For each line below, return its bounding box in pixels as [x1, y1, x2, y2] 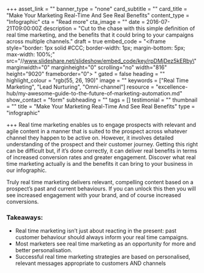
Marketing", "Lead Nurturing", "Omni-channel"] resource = [6, 83, 155, 91]
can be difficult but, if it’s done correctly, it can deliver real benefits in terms [6, 147, 197, 154]
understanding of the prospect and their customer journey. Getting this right [6, 141, 198, 148]
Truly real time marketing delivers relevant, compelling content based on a [6, 179, 194, 185]
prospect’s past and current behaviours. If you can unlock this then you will [6, 185, 196, 192]
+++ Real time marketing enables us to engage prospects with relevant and [6, 121, 197, 128]
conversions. [6, 198, 39, 205]
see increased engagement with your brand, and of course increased [6, 192, 181, 198]
